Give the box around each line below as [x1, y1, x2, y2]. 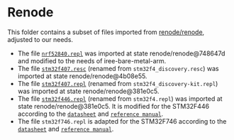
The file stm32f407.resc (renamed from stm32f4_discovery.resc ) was [17, 64, 219, 72]
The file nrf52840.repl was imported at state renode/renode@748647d [17, 49, 225, 58]
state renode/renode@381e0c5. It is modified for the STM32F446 [17, 102, 210, 110]
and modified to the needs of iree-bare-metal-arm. [17, 56, 167, 65]
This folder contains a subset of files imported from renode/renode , [7, 28, 205, 36]
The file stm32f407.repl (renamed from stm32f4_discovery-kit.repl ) [17, 79, 218, 87]
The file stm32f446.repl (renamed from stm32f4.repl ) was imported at [17, 94, 223, 103]
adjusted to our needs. [7, 35, 73, 43]
